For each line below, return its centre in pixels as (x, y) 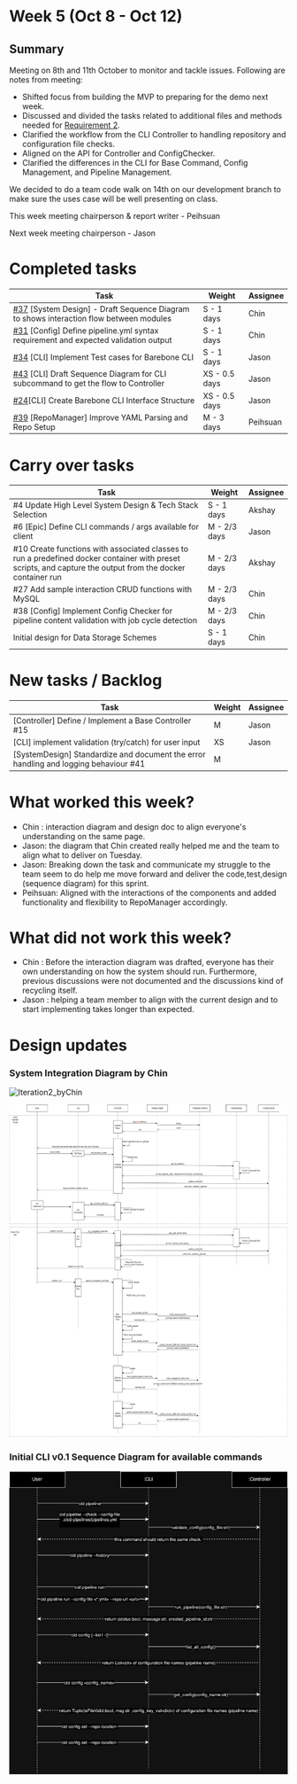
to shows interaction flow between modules (92, 318)
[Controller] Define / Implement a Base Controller (102, 721)
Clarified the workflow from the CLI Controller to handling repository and (154, 134)
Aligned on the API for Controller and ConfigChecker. (118, 153)
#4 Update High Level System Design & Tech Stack (106, 505)
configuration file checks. (69, 144)
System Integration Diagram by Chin (88, 1072)
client (23, 536)
